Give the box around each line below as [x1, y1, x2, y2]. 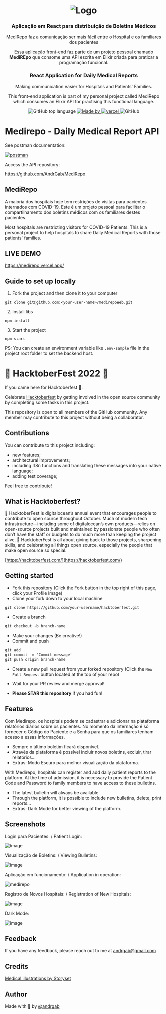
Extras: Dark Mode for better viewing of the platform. [12, 805, 121, 811]
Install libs [12, 309, 33, 315]
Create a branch [12, 614, 46, 620]
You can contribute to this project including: [5, 442, 95, 448]
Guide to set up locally [5, 277, 76, 285]
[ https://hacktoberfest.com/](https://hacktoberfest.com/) [5, 557, 122, 563]
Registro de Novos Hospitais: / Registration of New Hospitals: [5, 891, 131, 897]
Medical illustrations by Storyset [5, 975, 71, 982]
